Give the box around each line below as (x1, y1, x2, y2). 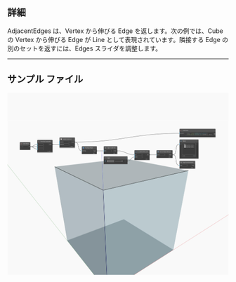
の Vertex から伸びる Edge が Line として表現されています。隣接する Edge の (7, 35, 229, 43)
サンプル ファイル (7, 73, 84, 86)
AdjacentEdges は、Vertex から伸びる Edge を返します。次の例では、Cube (7, 27, 223, 35)
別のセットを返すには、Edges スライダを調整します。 (7, 44, 162, 53)
